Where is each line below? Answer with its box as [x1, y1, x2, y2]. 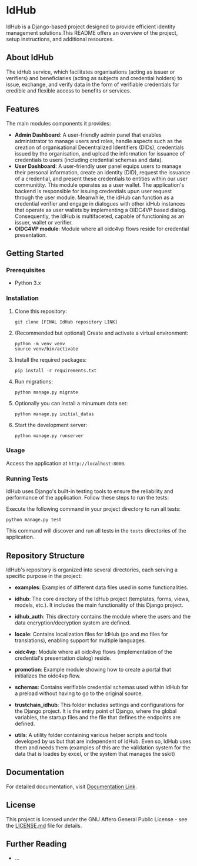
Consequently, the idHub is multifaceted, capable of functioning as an [14, 213, 184, 220]
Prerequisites [6, 266, 45, 274]
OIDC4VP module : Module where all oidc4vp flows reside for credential [14, 225, 189, 232]
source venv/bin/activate [14, 346, 78, 352]
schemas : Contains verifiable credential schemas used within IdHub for [14, 683, 189, 690]
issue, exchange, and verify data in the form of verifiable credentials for [6, 81, 180, 88]
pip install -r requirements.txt [14, 368, 97, 373]
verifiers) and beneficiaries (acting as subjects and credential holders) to [6, 74, 182, 81]
